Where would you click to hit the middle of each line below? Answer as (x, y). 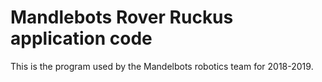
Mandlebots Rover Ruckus (122, 17)
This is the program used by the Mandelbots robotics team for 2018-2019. (162, 66)
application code (81, 38)
